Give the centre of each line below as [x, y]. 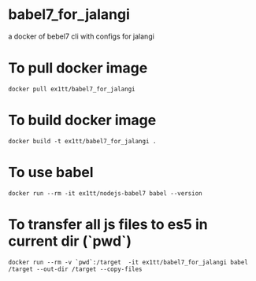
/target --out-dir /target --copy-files [76, 269]
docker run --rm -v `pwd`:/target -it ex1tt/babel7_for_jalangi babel [128, 262]
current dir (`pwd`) [70, 241]
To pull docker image [78, 68]
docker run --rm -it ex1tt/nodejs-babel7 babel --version [105, 193]
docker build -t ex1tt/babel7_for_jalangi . [82, 141]
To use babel [51, 172]
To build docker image [82, 120]
